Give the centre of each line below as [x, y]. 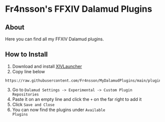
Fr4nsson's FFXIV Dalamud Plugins [79, 9]
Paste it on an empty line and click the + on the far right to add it [77, 99]
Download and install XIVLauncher [47, 66]
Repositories [26, 94]
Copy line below [28, 71]
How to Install [27, 54]
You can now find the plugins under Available [59, 110]
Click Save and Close [33, 104]
